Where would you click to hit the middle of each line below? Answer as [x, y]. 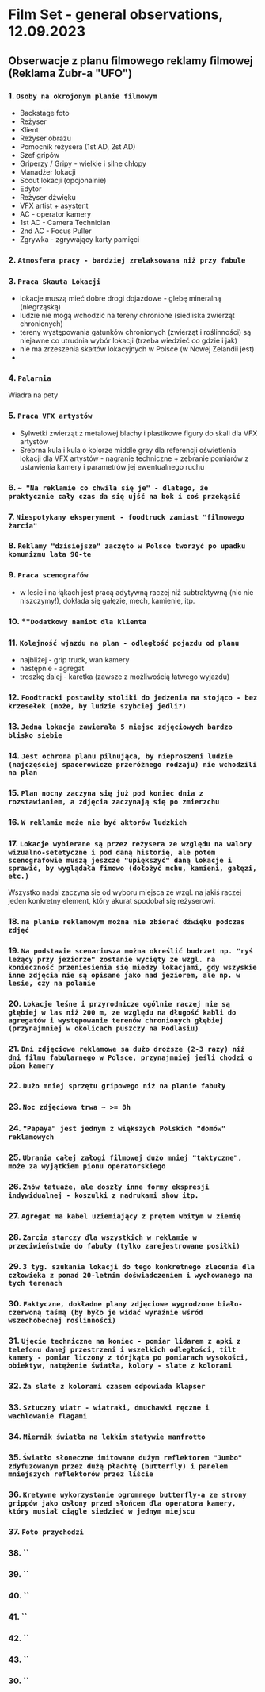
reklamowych [31, 1137]
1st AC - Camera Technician [65, 222]
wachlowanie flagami [48, 1416]
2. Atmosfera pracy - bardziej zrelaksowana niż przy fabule [127, 259]
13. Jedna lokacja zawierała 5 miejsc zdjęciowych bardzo [121, 726]
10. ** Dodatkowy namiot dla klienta [78, 621]
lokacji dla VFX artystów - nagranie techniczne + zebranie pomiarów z [134, 458]
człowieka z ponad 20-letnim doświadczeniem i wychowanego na [131, 1275]
